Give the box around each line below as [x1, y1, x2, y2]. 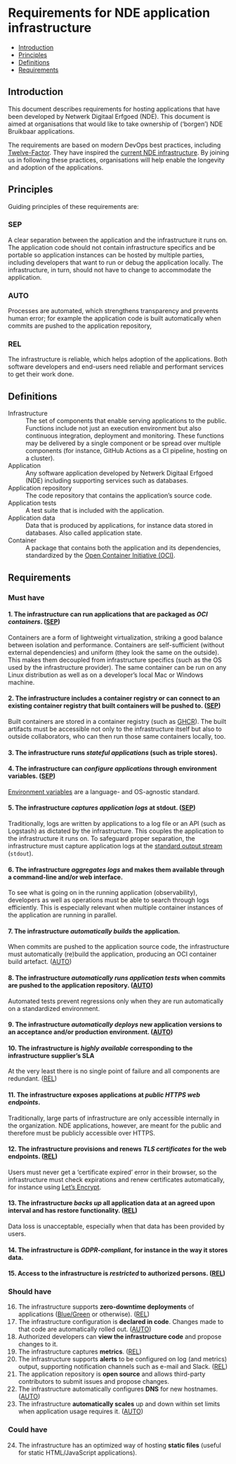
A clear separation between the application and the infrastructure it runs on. [8, 236, 228, 244]
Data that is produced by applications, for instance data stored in [25, 521, 214, 530]
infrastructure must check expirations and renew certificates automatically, [8, 1175, 225, 1183]
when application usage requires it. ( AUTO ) [18, 1407, 143, 1415]
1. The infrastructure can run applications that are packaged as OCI [8, 610, 208, 618]
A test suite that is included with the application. [25, 507, 164, 515]
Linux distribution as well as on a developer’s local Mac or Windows [8, 670, 204, 679]
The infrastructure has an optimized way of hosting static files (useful [18, 1441, 222, 1449]
